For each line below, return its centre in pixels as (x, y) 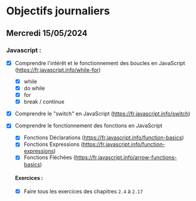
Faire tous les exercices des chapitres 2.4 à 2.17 (83, 191)
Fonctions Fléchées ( (50, 157)
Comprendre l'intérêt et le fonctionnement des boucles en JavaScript (100, 63)
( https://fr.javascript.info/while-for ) (58, 69)
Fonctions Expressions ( (53, 144)
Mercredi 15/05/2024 (47, 33)
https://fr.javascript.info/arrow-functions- (126, 157)
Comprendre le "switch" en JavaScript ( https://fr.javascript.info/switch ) (102, 114)
